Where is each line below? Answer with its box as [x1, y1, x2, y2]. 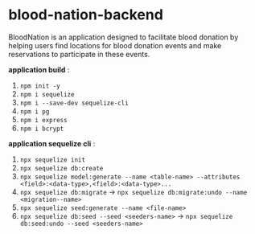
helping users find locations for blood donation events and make [8, 40, 222, 50]
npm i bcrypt [19, 125, 64, 133]
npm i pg [19, 107, 50, 116]
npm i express [19, 116, 68, 124]
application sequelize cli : [8, 138, 96, 148]
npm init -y [19, 82, 60, 90]
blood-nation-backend [8, 6, 163, 24]
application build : [8, 64, 70, 74]
